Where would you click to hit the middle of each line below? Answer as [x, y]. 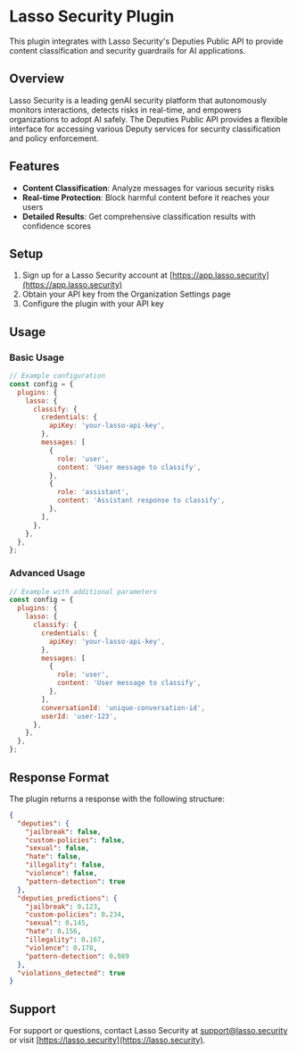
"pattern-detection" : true [75, 882]
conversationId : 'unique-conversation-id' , [123, 707]
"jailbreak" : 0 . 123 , [63, 907]
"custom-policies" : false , [75, 840]
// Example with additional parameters [83, 591]
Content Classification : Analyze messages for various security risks [148, 188]
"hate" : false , [54, 857]
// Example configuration [57, 376]
